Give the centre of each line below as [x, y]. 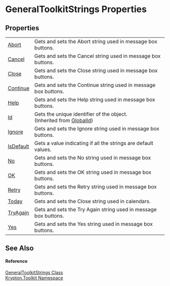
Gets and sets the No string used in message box [93, 158]
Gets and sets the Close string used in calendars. [93, 201]
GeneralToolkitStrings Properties [76, 9]
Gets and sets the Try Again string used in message [96, 209]
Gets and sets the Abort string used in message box [96, 41]
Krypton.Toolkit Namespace [34, 278]
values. [43, 149]
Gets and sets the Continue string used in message [95, 85]
